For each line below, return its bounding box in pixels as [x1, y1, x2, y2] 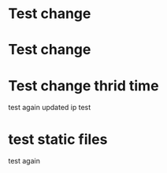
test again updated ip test [8, 103, 91, 112]
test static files [8, 131, 108, 148]
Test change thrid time [8, 76, 159, 94]
